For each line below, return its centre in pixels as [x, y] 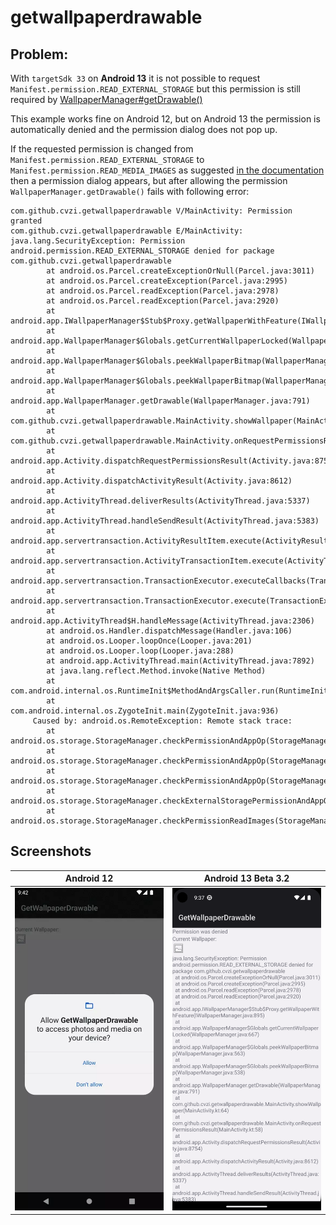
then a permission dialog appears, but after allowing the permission [149, 180]
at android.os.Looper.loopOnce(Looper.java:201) [149, 641]
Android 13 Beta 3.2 [246, 878]
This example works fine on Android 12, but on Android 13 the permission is [165, 119]
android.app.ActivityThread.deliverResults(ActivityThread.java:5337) [160, 501]
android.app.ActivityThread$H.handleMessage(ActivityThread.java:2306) [162, 621]
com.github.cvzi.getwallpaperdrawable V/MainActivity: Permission [151, 211]
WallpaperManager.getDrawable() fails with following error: [130, 191]
